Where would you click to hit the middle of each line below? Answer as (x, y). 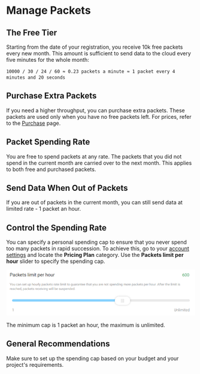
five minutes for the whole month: (48, 60)
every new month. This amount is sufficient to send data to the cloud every (99, 53)
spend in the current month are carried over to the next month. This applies (99, 163)
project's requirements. (35, 364)
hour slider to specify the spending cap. (56, 261)
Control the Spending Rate (56, 228)
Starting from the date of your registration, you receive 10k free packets (95, 47)
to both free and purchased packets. (51, 169)
